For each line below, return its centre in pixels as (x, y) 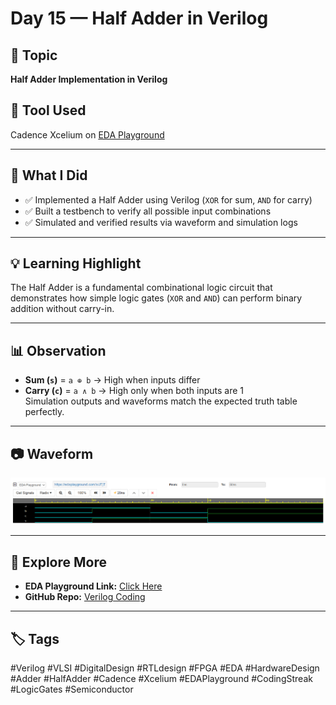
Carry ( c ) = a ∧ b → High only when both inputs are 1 (134, 391)
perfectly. (44, 412)
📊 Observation (58, 350)
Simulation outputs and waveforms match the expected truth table (161, 401)
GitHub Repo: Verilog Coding (85, 597)
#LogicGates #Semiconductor (72, 689)
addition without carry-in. (62, 309)
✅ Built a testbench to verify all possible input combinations (148, 211)
